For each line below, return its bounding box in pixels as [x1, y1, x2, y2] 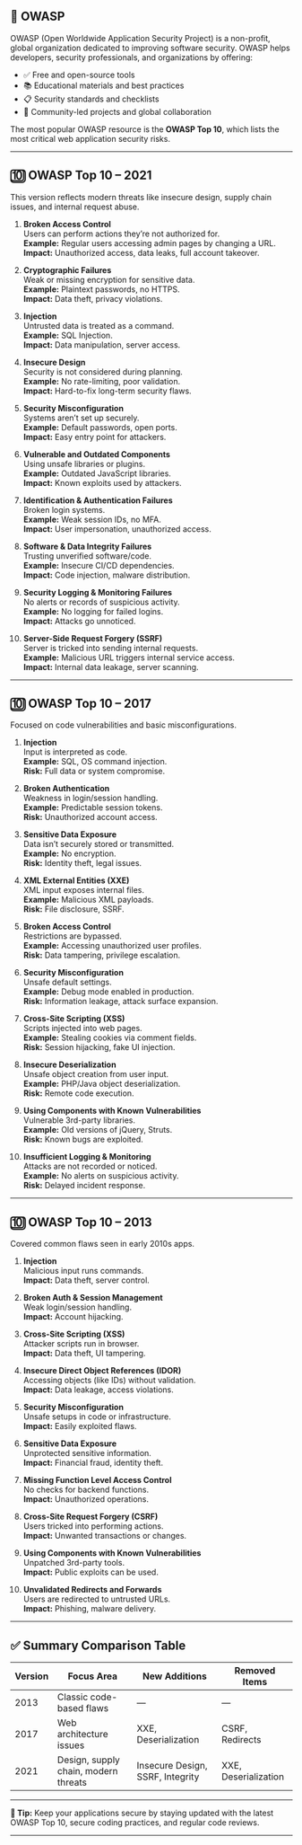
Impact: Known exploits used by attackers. [22, 477, 182, 488]
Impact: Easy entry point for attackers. [22, 431, 167, 442]
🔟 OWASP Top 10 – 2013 [10, 1214, 152, 1230]
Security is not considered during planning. [22, 366, 183, 377]
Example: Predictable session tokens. [22, 802, 163, 813]
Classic [57, 1691, 89, 1703]
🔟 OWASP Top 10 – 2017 [10, 696, 151, 711]
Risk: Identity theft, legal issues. [22, 858, 142, 869]
